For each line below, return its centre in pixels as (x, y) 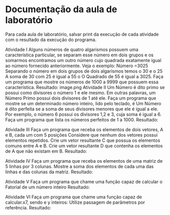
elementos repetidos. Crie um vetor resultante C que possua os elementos (83, 140)
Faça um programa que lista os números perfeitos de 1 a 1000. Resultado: (82, 119)
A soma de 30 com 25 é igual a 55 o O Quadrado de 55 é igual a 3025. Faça (84, 76)
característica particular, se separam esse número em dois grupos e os (79, 55)
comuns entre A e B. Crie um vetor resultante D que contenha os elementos (84, 145)
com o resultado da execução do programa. (51, 40)
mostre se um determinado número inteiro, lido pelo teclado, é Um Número (83, 103)
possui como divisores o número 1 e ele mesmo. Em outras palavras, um (80, 93)
